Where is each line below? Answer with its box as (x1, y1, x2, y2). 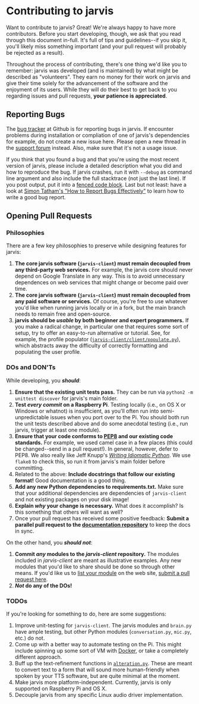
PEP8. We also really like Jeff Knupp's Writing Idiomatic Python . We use (14, 451, 191, 458)
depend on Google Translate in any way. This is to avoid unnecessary (14, 272, 185, 280)
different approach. (14, 653, 62, 661)
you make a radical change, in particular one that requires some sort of (14, 323, 189, 331)
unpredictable (14, 413, 49, 420)
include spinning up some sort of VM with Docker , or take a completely (14, 647, 189, 655)
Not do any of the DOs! (14, 582, 72, 589)
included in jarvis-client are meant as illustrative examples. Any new (14, 557, 182, 564)
